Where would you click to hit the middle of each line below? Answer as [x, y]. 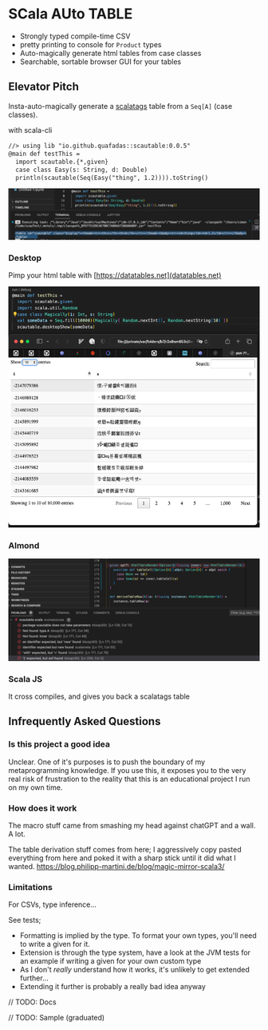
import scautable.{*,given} [62, 162]
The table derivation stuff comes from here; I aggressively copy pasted [125, 850]
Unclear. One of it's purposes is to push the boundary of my [107, 762]
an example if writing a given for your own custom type [110, 961]
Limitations [31, 887]
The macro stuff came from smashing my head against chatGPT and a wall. [132, 826]
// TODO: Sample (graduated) [57, 1018]
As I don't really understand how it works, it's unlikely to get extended [134, 970]
